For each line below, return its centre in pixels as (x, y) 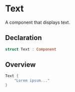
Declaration (24, 38)
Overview (21, 65)
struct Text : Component (31, 49)
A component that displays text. (38, 22)
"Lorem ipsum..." (32, 81)
